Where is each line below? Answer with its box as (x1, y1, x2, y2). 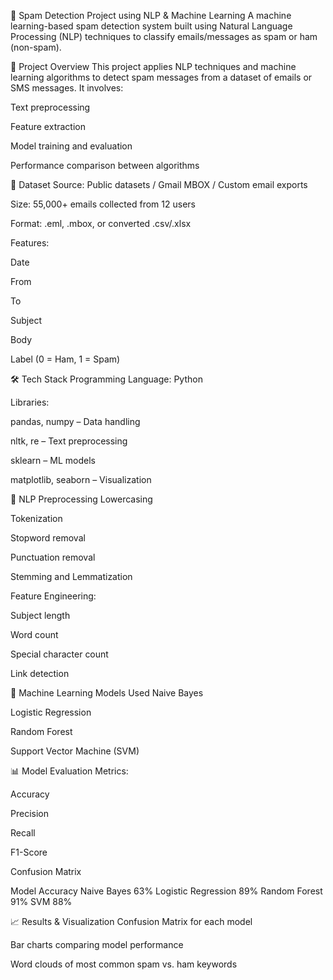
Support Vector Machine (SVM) (10, 745, 140, 757)
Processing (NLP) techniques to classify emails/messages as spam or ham (10, 31, 318, 42)
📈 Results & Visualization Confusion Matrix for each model (10, 916, 253, 927)
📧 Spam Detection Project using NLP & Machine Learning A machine (10, 10, 292, 21)
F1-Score (10, 846, 48, 858)
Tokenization (10, 513, 63, 524)
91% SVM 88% (10, 896, 73, 907)
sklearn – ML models (10, 455, 96, 466)
